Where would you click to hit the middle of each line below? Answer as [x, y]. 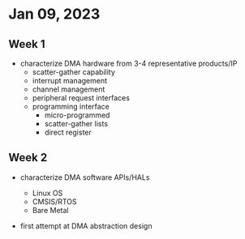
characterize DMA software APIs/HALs [85, 177]
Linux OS [47, 193]
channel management [69, 89]
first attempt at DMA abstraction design [86, 226]
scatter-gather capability [74, 72]
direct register [68, 132]
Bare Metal [50, 210]
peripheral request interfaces [81, 98]
